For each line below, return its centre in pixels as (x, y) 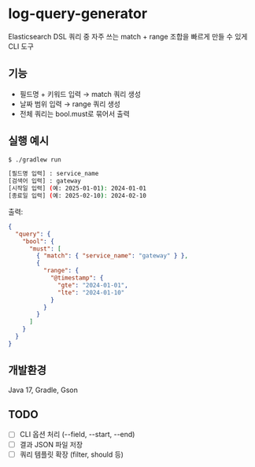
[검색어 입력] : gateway (44, 181)
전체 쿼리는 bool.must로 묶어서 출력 (74, 113)
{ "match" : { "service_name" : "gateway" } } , (113, 256)
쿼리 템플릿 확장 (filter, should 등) (72, 454)
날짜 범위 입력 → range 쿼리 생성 (70, 104)
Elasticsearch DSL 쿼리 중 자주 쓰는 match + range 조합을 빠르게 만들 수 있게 (128, 36)
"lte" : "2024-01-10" (91, 292)
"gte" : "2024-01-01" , (93, 285)
